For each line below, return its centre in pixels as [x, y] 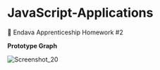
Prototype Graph [32, 45]
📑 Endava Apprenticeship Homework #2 [65, 32]
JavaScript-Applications [80, 13]
